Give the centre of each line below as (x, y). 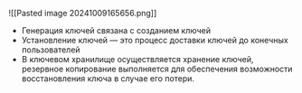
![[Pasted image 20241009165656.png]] (83, 13)
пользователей (51, 50)
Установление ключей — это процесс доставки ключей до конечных (155, 40)
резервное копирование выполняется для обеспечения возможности (157, 69)
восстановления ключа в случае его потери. (108, 79)
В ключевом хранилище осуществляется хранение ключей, (137, 59)
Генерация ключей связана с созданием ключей (116, 30)
